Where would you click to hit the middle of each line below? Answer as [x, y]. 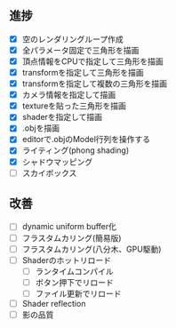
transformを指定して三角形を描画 [83, 72]
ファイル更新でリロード [78, 293]
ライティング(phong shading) [76, 150]
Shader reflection [54, 303]
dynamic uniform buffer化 [69, 227]
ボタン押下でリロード [74, 282]
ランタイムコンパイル [74, 271]
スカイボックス [49, 172]
